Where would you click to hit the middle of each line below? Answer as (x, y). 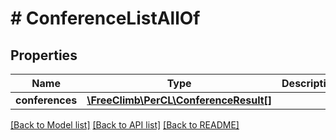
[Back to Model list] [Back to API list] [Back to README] (125, 125)
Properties (44, 55)
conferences (46, 100)
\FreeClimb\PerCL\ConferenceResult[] (179, 100)
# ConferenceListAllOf (105, 18)
